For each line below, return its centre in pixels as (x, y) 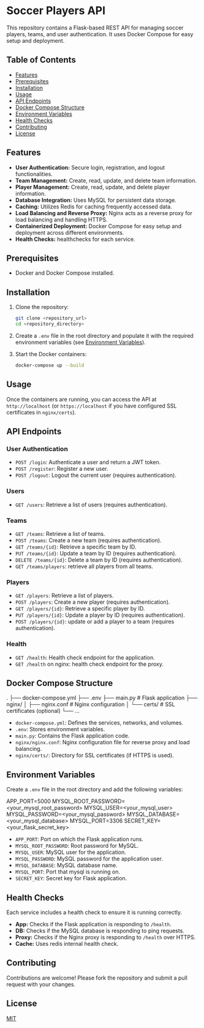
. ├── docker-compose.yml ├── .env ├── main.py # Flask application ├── (102, 698)
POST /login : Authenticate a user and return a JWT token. (88, 462)
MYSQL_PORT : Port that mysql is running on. (68, 872)
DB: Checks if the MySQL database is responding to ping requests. (100, 931)
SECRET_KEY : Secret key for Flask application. (71, 878)
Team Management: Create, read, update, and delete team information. (106, 180)
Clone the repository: (42, 307)
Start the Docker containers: (51, 354)
